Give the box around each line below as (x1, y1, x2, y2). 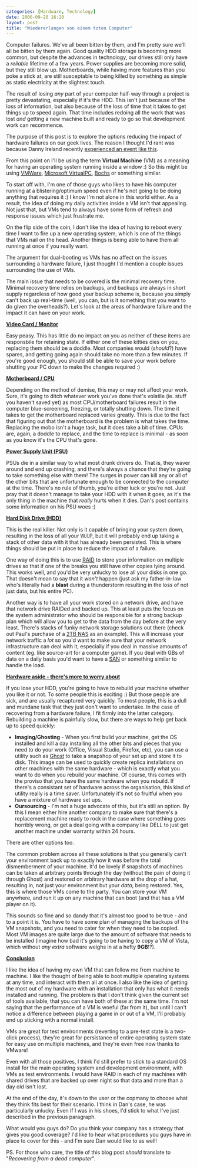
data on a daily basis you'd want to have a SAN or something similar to (6, 655, 177, 662)
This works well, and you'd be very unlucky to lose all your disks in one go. (6, 569, 188, 576)
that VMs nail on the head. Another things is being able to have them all (6, 237, 179, 244)
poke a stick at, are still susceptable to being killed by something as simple (6, 73, 187, 80)
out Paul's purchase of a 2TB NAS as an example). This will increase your (6, 631, 184, 638)
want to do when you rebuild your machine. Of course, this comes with (14, 771, 186, 779)
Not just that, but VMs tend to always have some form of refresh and (6, 206, 172, 213)
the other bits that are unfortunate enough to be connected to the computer (6, 478, 189, 485)
